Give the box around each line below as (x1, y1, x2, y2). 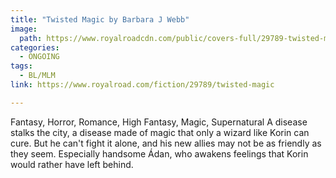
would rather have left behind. (10, 158, 134, 170)
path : (19, 33, 43, 43)
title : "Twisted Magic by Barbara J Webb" (10, 14, 190, 25)
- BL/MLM (19, 71, 56, 81)
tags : (10, 61, 33, 71)
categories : (10, 42, 60, 53)
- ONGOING (19, 52, 60, 62)
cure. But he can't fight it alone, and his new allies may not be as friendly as (10, 137, 322, 149)
